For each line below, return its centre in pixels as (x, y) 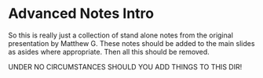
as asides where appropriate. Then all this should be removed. (109, 51)
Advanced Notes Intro (81, 14)
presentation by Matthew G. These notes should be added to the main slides (131, 43)
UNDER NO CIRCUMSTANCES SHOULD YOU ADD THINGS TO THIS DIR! (125, 66)
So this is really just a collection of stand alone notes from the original (121, 35)
